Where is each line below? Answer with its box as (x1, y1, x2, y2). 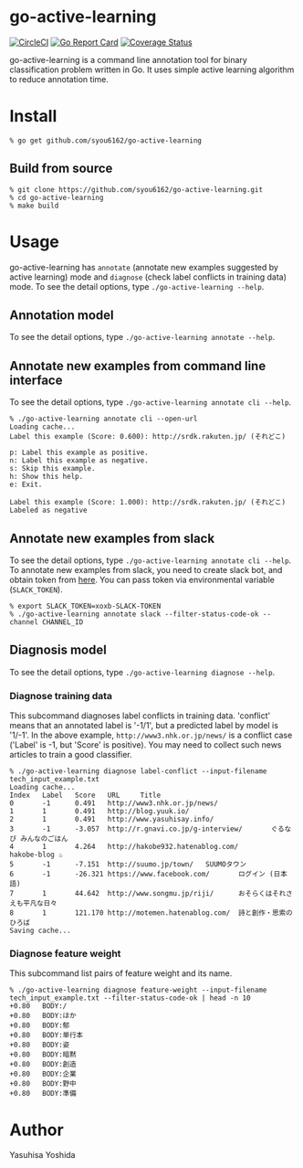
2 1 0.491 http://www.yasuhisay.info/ (9, 815, 214, 824)
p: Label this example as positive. (9, 448, 149, 458)
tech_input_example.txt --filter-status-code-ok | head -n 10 (9, 993, 251, 1003)
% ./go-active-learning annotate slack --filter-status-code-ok (9, 610, 259, 619)
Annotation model (9, 308, 114, 324)
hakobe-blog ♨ (9, 850, 64, 860)
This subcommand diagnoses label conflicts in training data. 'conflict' (9, 710, 271, 721)
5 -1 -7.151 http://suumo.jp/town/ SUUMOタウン (9, 860, 247, 869)
